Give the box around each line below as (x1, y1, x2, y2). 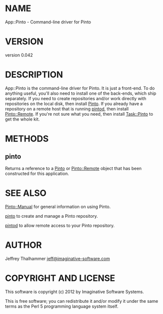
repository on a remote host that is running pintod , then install (5, 105, 129, 112)
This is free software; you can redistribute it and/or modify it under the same (5, 298, 158, 304)
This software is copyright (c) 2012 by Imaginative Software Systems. (5, 289, 145, 295)
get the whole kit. (5, 116, 40, 122)
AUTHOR (5, 239, 42, 250)
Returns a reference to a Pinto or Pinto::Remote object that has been (5, 165, 142, 171)
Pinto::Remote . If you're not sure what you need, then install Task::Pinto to (5, 111, 153, 117)
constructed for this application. (5, 171, 69, 176)
